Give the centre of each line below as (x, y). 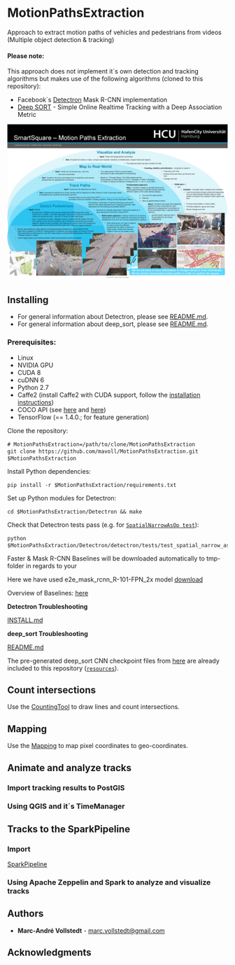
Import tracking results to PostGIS (66, 787)
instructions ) (36, 402)
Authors (26, 914)
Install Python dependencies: (49, 471)
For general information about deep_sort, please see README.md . (113, 324)
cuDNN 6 (30, 380)
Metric (27, 115)
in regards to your (51, 565)
